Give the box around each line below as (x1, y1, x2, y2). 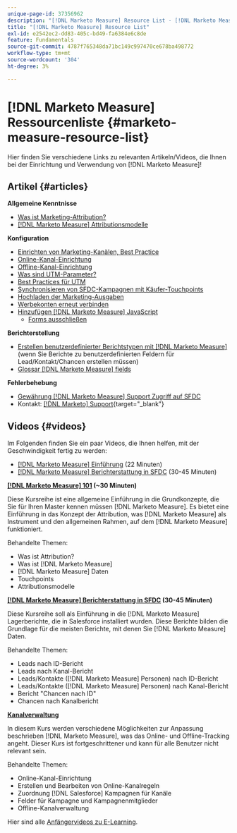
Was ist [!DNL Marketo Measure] (17, 560, 113, 568)
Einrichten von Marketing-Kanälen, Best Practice (17, 248, 159, 256)
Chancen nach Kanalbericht (17, 697, 99, 705)
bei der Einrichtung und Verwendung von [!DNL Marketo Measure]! (7, 160, 202, 169)
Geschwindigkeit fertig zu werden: (7, 446, 107, 455)
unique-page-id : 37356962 (7, 10, 83, 18)
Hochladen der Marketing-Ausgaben (17, 293, 125, 301)
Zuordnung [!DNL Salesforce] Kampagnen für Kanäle (17, 789, 171, 798)
